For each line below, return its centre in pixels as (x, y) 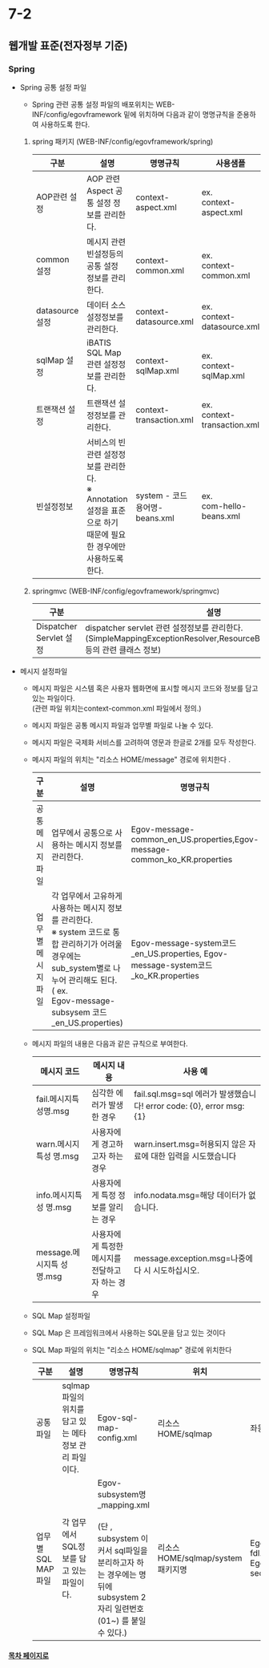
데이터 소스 (106, 305)
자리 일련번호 (120, 1609)
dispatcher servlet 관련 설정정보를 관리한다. (164, 628)
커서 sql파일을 (122, 1550)
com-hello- (224, 506)
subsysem (71, 1012)
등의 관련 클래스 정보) (123, 650)
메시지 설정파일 (44, 671)
